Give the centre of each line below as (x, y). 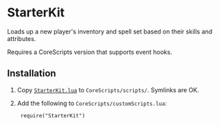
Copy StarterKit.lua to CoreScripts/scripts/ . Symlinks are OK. (108, 89)
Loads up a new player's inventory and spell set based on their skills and (110, 31)
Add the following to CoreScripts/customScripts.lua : (92, 103)
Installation (32, 73)
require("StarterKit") (53, 115)
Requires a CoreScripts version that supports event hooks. (90, 52)
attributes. (22, 38)
